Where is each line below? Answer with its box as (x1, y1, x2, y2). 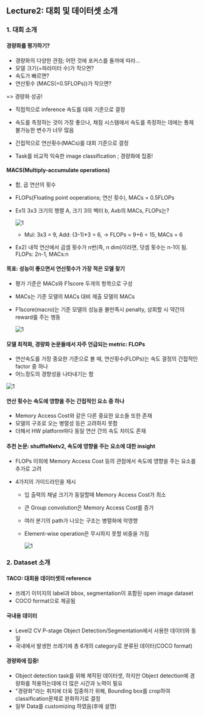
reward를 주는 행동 (15, 313, 61, 321)
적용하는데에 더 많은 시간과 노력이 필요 (31, 680, 123, 687)
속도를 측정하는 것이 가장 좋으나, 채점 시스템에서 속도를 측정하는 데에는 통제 (15, 119, 194, 126)
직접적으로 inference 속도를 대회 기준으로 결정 (15, 106, 125, 113)
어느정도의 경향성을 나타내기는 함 (15, 370, 94, 378)
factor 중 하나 (15, 363, 49, 370)
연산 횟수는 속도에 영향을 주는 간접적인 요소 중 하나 (6, 397, 125, 404)
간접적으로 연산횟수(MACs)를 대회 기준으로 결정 (15, 139, 129, 147)
